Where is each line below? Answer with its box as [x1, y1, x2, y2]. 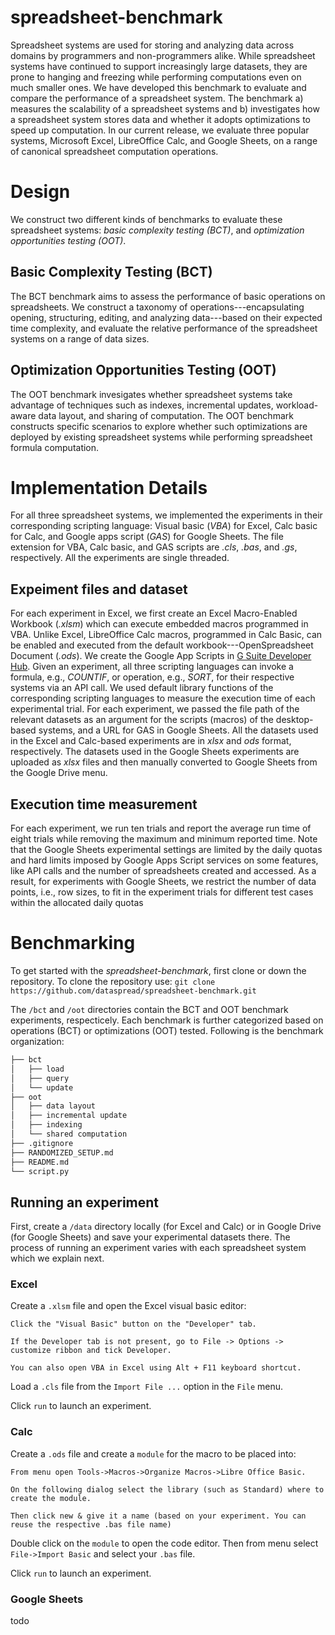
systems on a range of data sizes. [10, 332, 150, 345]
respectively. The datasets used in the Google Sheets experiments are [10, 746, 300, 758]
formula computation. [10, 441, 100, 453]
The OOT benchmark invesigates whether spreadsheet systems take [10, 388, 293, 400]
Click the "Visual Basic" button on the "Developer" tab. [10, 1319, 257, 1330]
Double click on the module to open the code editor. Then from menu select [10, 1537, 319, 1549]
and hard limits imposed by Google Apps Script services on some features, [10, 854, 319, 866]
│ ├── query [10, 1073, 70, 1083]
